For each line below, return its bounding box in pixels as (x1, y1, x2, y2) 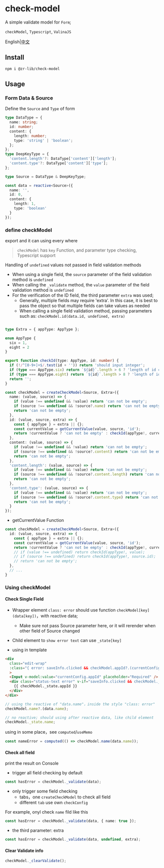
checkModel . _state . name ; (5, 719, 56, 725)
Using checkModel (5, 584, 51, 591)
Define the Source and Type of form (5, 106, 75, 112)
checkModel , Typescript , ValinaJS (5, 28, 72, 34)
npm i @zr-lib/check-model (5, 66, 60, 71)
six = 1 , (9, 340, 27, 345)
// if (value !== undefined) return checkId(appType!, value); (14, 550, 145, 555)
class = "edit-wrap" (9, 661, 47, 666)
